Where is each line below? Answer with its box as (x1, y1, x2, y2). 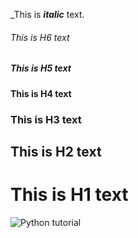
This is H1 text (10, 184, 129, 206)
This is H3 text (10, 112, 82, 126)
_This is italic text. (10, 9, 85, 20)
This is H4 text (10, 87, 72, 99)
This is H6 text (10, 31, 70, 43)
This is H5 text (10, 62, 72, 74)
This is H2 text (10, 143, 102, 160)
